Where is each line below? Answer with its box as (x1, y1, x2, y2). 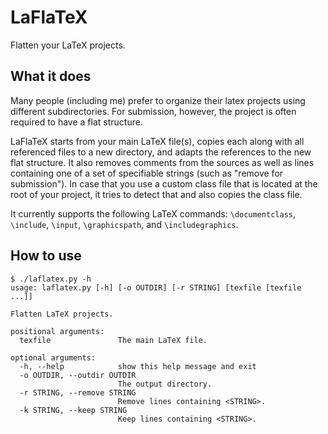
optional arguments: (10, 352, 97, 363)
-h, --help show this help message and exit (19, 361, 257, 371)
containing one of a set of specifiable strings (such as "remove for (10, 167, 284, 179)
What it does (10, 68, 92, 85)
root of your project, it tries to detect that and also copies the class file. (10, 188, 303, 200)
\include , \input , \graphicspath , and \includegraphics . (10, 218, 239, 230)
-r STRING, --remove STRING (19, 387, 137, 398)
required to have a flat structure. (10, 116, 143, 128)
